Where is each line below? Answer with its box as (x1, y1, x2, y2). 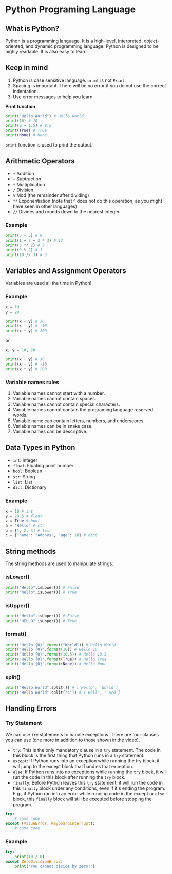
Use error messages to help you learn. (12, 94, 94, 100)
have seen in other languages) (12, 203, 78, 209)
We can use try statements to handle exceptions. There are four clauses (5, 731, 159, 737)
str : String (12, 473, 35, 479)
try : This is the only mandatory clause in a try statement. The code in (12, 746, 161, 753)
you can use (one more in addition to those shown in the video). (5, 737, 140, 743)
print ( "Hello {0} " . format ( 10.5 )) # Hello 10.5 (5, 652, 107, 657)
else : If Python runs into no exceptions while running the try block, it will (12, 769, 167, 775)
